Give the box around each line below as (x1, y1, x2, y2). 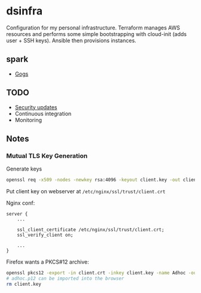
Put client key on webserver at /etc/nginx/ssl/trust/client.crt (6, 188, 166, 195)
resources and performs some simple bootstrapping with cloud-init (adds (6, 30, 187, 37)
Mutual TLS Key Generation (6, 151, 88, 160)
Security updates (14, 103, 57, 110)
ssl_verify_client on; (17, 232, 74, 238)
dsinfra (6, 4, 43, 18)
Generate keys (6, 165, 42, 172)
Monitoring (14, 116, 42, 124)
